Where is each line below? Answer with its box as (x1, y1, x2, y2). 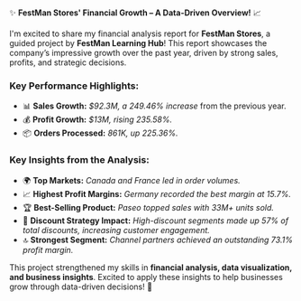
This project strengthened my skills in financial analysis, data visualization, (9, 261, 293, 273)
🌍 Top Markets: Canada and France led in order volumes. (22, 174, 241, 185)
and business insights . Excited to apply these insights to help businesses (9, 271, 284, 282)
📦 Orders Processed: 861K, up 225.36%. (22, 127, 178, 138)
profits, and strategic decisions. (9, 57, 127, 68)
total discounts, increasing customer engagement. (22, 224, 210, 235)
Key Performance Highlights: (9, 80, 140, 92)
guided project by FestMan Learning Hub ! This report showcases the (9, 38, 268, 48)
